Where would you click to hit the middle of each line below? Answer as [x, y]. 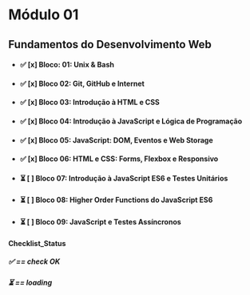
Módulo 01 [44, 15]
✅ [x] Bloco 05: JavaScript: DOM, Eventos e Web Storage [116, 140]
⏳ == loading [30, 283]
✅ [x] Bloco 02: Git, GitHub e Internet [82, 83]
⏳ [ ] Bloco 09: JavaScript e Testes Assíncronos [100, 221]
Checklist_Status [37, 243]
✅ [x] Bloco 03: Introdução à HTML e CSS [89, 103]
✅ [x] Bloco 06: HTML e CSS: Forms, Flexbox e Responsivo [119, 159]
